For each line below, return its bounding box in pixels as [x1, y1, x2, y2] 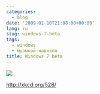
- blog [11, 14, 28, 20]
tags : [6, 37, 20, 43]
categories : [6, 8, 36, 15]
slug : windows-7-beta [6, 31, 60, 37]
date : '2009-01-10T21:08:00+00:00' [6, 20, 95, 26]
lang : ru [6, 25, 28, 32]
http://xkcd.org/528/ [6, 81, 57, 88]
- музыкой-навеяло [11, 48, 58, 54]
